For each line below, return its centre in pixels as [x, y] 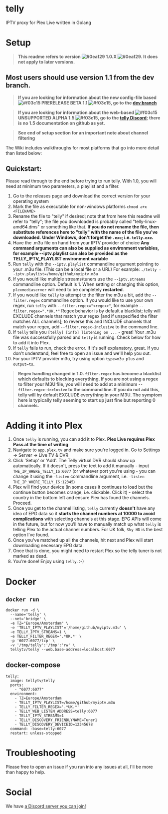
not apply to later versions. [46, 62]
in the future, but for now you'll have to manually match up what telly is [87, 524]
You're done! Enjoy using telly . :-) [48, 561]
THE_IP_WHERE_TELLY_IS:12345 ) [44, 482]
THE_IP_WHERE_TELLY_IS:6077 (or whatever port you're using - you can [84, 471]
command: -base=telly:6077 [38, 729]
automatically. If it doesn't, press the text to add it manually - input [81, 466]
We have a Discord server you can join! [46, 806]
